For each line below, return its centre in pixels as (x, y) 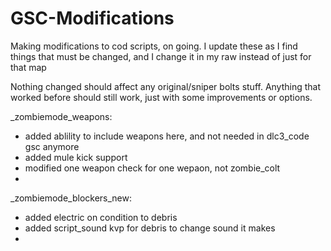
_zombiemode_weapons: (61, 116)
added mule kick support (76, 157)
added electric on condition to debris (101, 217)
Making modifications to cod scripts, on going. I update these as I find (154, 46)
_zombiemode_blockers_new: (71, 198)
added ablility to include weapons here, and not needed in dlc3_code (167, 136)
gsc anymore (52, 146)
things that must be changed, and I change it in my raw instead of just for (161, 56)
